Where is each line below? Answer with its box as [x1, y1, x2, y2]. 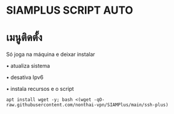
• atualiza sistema [6, 62, 50, 69]
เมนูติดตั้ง [6, 31, 43, 45]
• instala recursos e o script [6, 85, 74, 93]
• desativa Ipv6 [6, 74, 43, 81]
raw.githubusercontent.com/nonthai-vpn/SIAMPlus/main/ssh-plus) [6, 102, 169, 108]
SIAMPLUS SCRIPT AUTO [6, 4, 134, 17]
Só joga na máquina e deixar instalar [6, 51, 96, 58]
